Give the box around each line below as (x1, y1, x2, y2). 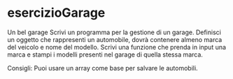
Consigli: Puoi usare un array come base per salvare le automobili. (7, 64, 198, 72)
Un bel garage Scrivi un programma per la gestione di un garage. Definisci (7, 28, 222, 36)
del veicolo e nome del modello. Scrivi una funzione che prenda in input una (7, 43, 226, 51)
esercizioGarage (7, 5, 106, 21)
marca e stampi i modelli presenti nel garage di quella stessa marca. (7, 50, 203, 59)
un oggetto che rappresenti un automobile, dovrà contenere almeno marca (7, 35, 223, 43)
